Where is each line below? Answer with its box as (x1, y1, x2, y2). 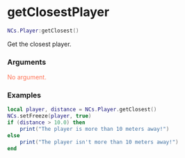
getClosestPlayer (7, 4, 110, 20)
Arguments (7, 57, 47, 67)
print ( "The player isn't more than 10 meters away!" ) (19, 139, 179, 145)
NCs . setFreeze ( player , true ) (7, 113, 92, 120)
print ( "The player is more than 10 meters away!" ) (19, 126, 170, 133)
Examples (7, 90, 42, 100)
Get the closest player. (7, 40, 72, 48)
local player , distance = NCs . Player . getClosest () (7, 106, 157, 113)
